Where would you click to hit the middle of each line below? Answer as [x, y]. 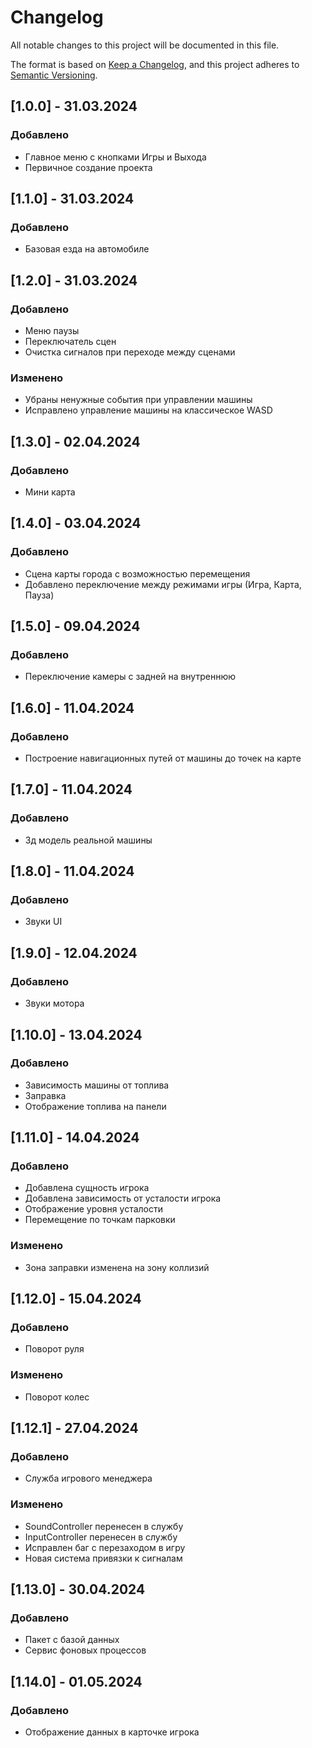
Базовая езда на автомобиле [87, 249]
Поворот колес [57, 1397]
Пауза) [39, 595]
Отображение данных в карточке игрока [112, 1732]
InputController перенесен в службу [101, 1537]
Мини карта [50, 492]
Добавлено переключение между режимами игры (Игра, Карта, [163, 584]
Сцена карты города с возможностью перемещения [137, 573]
